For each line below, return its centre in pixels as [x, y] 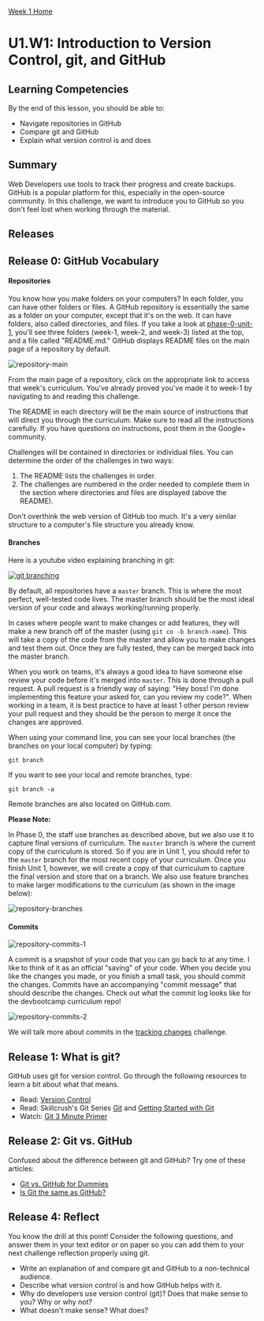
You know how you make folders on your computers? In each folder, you [126, 298]
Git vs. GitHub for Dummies [64, 1184]
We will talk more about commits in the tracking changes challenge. [118, 1032]
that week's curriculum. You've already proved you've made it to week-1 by [130, 388]
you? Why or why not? [56, 1301]
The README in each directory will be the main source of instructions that [128, 411]
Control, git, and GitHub [87, 60]
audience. [36, 1276]
